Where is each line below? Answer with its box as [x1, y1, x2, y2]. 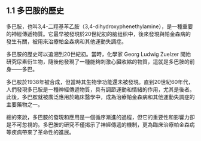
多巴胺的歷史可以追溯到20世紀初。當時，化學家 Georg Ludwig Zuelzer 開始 [6, 50, 191, 58]
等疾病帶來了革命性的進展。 [6, 128, 75, 136]
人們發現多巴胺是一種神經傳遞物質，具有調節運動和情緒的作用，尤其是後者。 [6, 86, 195, 93]
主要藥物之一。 [6, 101, 43, 108]
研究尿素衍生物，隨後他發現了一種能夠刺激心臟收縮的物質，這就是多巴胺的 [6, 58, 190, 65]
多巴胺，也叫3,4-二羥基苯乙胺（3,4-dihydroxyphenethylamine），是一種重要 [6, 23, 193, 30]
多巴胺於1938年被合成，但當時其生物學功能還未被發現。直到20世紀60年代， [6, 78, 194, 85]
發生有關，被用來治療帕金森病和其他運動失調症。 [6, 38, 127, 45]
